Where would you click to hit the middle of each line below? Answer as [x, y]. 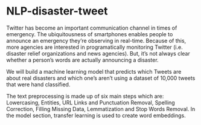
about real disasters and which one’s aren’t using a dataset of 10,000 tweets [101, 78]
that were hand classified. [38, 84]
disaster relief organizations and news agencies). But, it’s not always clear [98, 53]
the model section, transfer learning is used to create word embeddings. [96, 115]
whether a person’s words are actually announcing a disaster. [82, 60]
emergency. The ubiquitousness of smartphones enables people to [90, 34]
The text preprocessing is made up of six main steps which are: [85, 96]
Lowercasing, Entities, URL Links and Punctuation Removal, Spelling [91, 102]
